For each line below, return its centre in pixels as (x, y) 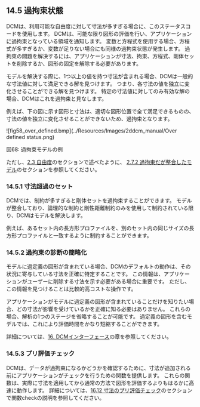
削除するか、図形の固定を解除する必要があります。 (79, 63)
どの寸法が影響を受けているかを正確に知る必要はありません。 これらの (104, 309)
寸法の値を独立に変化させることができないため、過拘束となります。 (90, 119)
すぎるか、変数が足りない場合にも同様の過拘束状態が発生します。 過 (106, 48)
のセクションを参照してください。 (59, 169)
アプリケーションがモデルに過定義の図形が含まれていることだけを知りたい (98, 302)
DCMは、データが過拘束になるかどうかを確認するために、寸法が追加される (99, 368)
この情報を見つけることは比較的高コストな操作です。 (71, 289)
